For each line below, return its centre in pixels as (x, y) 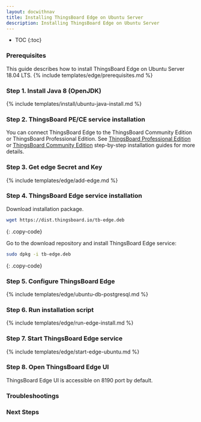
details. (15, 151)
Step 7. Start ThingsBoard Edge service (64, 338)
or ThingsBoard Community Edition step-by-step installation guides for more (101, 145)
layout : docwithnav (31, 12)
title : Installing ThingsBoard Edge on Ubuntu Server (75, 17)
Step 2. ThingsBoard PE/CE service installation (76, 119)
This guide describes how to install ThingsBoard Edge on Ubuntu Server (95, 69)
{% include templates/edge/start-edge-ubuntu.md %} (73, 352)
